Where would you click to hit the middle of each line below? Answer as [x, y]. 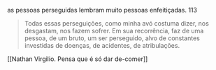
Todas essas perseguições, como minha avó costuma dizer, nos [117, 23]
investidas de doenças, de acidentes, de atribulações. [102, 45]
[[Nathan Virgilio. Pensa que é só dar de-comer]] [78, 59]
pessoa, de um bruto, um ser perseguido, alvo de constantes [112, 38]
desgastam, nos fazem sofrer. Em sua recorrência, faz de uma [114, 31]
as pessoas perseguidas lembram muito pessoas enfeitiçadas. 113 [102, 10]
